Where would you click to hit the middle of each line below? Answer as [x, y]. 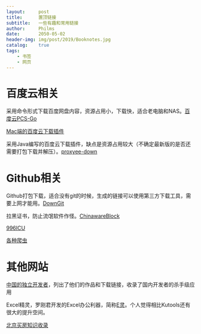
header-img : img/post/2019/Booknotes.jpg [59, 40]
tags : [13, 51]
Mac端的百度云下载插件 [35, 131]
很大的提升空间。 [27, 312]
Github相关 [34, 178]
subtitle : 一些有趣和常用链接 [42, 23]
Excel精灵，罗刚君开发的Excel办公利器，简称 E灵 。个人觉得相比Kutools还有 [98, 305]
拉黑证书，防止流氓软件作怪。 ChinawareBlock [63, 216]
